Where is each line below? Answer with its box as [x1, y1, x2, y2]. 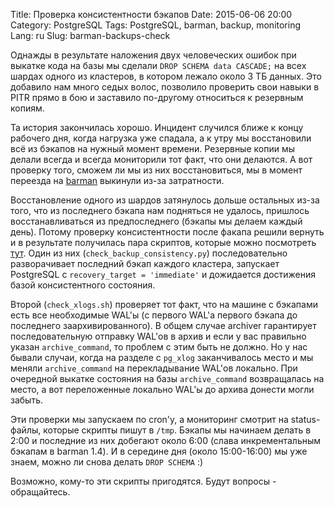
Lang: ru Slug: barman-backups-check [10, 30, 171, 41]
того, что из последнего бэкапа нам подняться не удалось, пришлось [10, 205, 310, 216]
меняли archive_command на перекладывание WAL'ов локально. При [10, 362, 298, 374]
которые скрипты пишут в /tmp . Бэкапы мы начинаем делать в [43, 424, 312, 436]
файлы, [10, 424, 42, 436]
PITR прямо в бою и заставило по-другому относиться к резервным [10, 92, 304, 103]
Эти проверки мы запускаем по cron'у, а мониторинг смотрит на [10, 414, 289, 425]
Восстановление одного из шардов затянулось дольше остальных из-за [10, 194, 320, 206]
